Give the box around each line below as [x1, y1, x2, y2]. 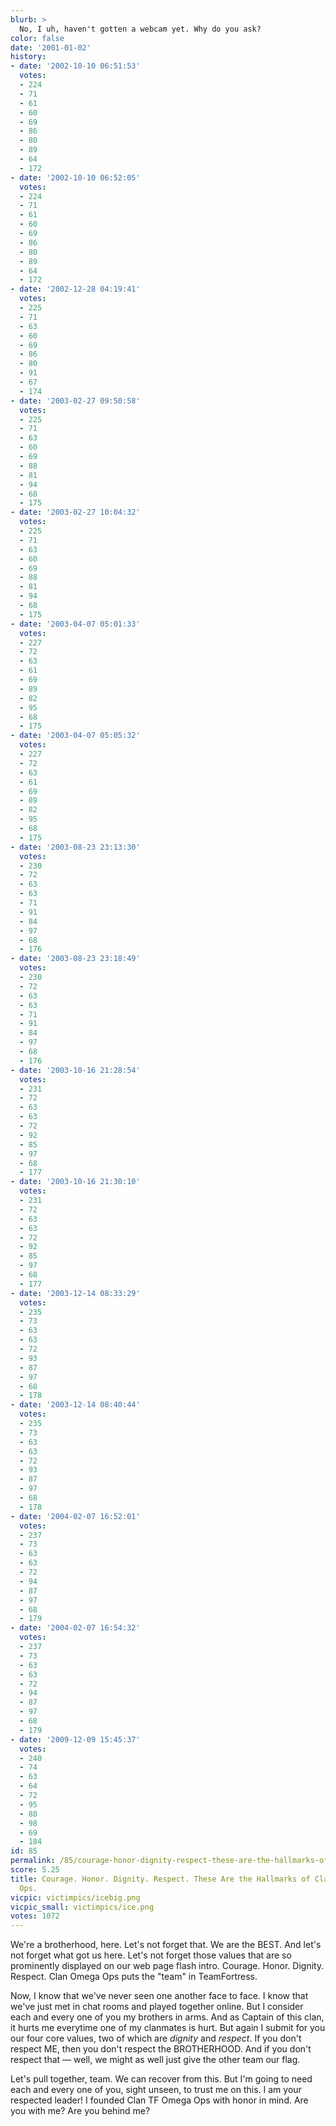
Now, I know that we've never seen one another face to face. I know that [10, 1990, 309, 2002]
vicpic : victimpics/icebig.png [10, 1892, 141, 1903]
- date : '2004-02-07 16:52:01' [10, 1511, 141, 1521]
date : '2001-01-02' [10, 42, 92, 53]
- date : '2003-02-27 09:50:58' [10, 396, 141, 406]
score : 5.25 [10, 1865, 60, 1875]
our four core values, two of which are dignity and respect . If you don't [10, 2032, 302, 2045]
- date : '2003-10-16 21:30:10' [10, 1177, 141, 1187]
